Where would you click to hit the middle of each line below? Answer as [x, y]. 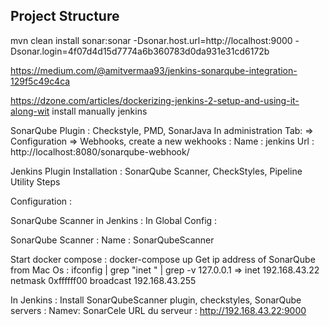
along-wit [30, 111]
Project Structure [65, 16]
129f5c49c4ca [40, 81]
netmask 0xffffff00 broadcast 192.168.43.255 [103, 280]
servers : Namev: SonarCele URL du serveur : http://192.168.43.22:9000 [158, 310]
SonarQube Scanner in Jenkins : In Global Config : [114, 220]
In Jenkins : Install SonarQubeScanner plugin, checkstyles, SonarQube [156, 300]
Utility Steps [35, 181]
